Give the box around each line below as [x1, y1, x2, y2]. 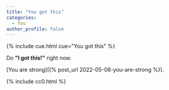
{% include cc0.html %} [6, 78, 67, 85]
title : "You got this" [6, 9, 64, 15]
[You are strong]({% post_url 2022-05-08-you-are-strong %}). [6, 66, 164, 74]
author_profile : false [6, 26, 64, 32]
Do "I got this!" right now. [6, 54, 72, 61]
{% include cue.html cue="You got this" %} [6, 43, 116, 50]
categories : [6, 15, 37, 21]
